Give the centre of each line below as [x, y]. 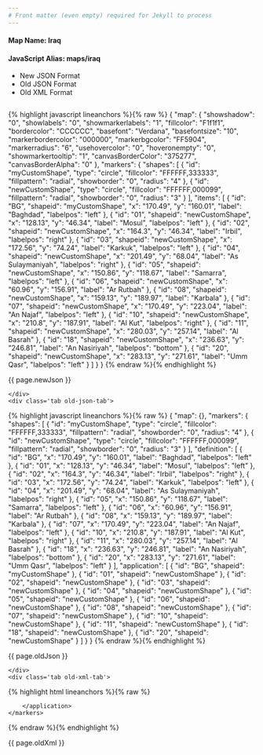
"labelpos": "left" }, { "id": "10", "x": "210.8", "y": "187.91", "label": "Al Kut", [127, 533]
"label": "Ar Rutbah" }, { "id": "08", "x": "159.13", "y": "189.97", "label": [121, 516]
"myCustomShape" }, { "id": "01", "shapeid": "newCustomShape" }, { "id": [127, 574]
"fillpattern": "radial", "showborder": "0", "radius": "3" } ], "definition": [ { [125, 449]
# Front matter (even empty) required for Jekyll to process [110, 15]
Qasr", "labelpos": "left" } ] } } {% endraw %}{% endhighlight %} [112, 365]
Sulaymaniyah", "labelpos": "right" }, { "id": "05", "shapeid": [105, 264]
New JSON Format [50, 76]
